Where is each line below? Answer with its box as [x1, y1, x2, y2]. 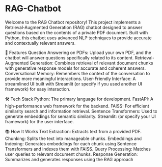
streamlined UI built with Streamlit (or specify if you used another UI [5, 81, 142, 86]
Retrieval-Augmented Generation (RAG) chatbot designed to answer [5, 24, 143, 30]
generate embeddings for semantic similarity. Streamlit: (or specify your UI [5, 113, 156, 119]
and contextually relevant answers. [5, 40, 76, 46]
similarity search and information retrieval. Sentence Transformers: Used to [5, 108, 158, 114]
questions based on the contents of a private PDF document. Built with [5, 29, 148, 35]
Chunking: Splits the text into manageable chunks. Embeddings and [5, 136, 142, 141]
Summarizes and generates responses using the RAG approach [5, 156, 134, 162]
